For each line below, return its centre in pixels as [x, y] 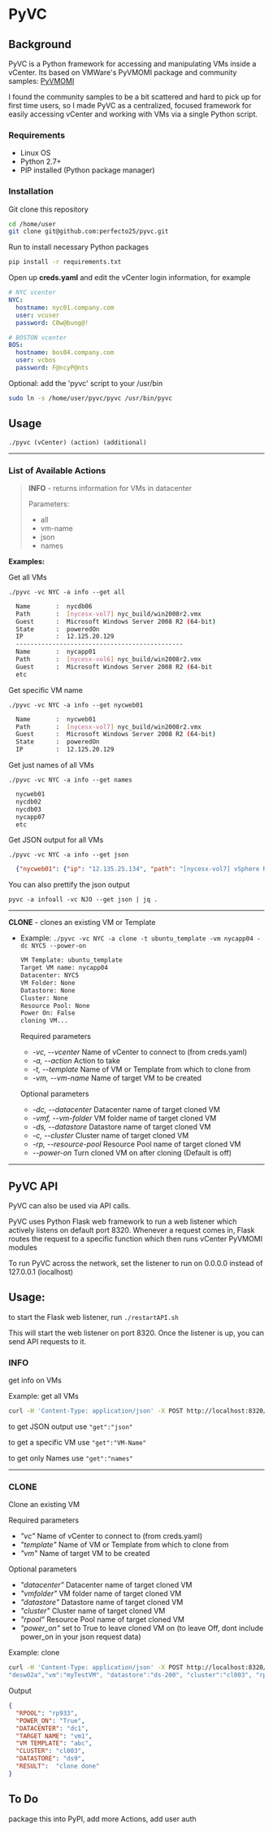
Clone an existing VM [44, 1505]
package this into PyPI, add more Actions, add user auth [102, 1819]
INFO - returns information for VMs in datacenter [110, 488]
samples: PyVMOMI [41, 81]
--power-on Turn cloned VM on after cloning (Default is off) [132, 1153]
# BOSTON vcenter [38, 337]
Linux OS [35, 153]
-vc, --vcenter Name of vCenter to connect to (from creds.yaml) [140, 1052]
